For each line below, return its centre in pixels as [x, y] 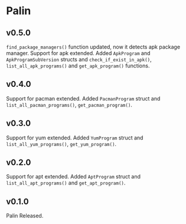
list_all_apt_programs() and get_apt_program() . [66, 183]
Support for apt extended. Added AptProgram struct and [73, 177]
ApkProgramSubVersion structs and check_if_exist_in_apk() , [79, 59]
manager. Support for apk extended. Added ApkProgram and [78, 53]
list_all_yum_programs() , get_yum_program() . [61, 144]
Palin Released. [25, 216]
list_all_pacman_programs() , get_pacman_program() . [69, 105]
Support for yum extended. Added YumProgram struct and [75, 138]
